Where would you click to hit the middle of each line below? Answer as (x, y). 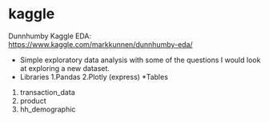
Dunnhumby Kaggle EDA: (50, 36)
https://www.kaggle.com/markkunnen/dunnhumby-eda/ (101, 44)
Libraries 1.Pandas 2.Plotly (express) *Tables (94, 77)
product (33, 100)
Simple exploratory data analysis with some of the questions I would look (140, 60)
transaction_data (47, 92)
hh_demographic (48, 109)
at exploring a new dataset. (65, 68)
